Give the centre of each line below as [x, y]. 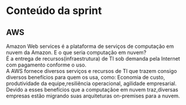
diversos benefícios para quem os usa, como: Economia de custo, [86, 77]
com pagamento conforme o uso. [46, 65]
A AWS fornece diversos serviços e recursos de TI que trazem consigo [92, 71]
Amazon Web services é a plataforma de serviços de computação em [90, 46]
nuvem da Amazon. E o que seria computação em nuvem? [76, 52]
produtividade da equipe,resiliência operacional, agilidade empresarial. [91, 83]
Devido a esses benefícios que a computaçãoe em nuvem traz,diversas [92, 90]
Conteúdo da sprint [54, 11]
